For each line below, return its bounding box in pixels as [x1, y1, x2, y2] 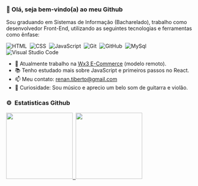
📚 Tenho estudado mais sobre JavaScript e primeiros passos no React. [14, 67, 189, 74]
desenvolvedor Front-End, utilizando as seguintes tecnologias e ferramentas [6, 25, 192, 32]
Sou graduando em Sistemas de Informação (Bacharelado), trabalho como [6, 19, 187, 26]
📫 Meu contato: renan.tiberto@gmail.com [14, 76, 118, 83]
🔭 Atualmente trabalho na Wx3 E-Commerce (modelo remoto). [14, 60, 167, 67]
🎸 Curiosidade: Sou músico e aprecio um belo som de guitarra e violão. [14, 84, 188, 91]
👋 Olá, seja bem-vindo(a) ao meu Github [6, 5, 123, 14]
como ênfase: [6, 31, 40, 38]
